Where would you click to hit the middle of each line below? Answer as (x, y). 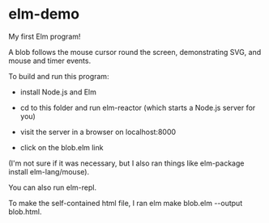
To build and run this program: (59, 76)
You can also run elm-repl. (53, 187)
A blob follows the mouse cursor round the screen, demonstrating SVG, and (135, 52)
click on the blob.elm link (62, 147)
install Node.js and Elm (58, 92)
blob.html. (25, 212)
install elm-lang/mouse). (49, 171)
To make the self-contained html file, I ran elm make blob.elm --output (126, 203)
